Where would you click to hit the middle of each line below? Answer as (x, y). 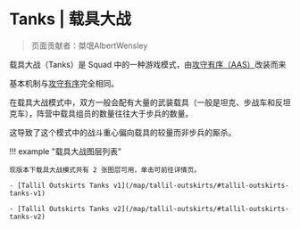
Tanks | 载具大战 (70, 19)
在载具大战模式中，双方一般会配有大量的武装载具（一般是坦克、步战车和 (142, 102)
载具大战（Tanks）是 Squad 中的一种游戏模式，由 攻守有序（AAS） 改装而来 (148, 64)
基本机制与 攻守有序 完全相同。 (64, 83)
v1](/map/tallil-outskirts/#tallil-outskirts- (201, 185)
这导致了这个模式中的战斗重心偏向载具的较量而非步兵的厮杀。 (123, 132)
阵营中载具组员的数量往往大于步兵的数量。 (115, 113)
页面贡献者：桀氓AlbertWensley (89, 45)
